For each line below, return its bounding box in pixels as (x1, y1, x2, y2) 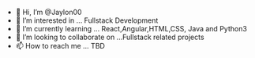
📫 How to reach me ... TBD (15, 42, 105, 50)
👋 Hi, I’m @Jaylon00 (15, 8, 82, 16)
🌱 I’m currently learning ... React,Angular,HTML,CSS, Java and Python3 (15, 24, 247, 33)
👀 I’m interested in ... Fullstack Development (15, 16, 159, 25)
